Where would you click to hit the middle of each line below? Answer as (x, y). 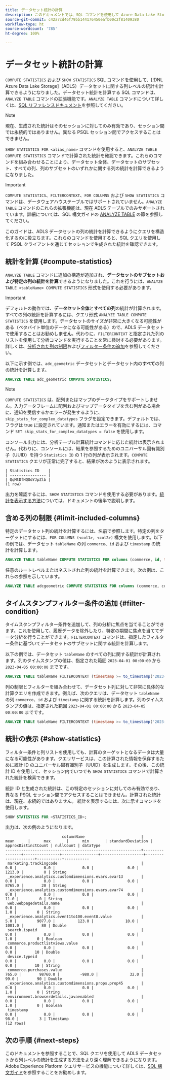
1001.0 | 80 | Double (36, 926)
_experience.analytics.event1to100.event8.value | (75, 917)
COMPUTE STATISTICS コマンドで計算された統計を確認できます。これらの (79, 155)
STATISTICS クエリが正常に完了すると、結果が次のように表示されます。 (79, 461)
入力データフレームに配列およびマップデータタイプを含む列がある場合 (87, 406)
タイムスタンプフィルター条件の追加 (61, 603)
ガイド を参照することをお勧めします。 (49, 1072)
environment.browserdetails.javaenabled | (75, 997)
